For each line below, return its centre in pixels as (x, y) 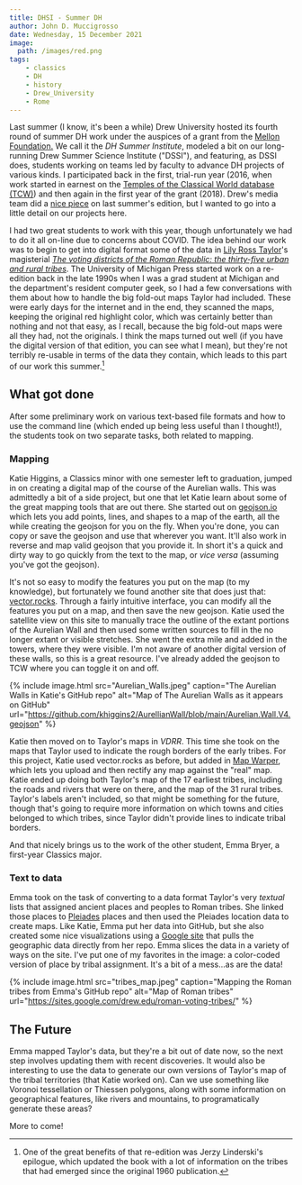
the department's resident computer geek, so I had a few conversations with (151, 288)
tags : (19, 59)
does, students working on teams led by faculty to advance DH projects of (147, 165)
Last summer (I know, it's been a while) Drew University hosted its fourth (144, 127)
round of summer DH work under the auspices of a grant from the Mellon (145, 137)
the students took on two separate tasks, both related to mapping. (132, 435)
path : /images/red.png (60, 51)
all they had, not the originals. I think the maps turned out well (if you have (146, 336)
